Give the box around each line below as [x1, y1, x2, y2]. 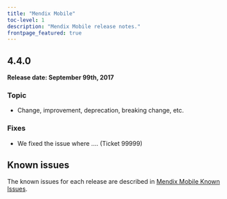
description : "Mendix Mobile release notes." [7, 23, 140, 30]
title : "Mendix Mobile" [7, 10, 76, 17]
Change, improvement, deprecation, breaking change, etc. [17, 106, 185, 115]
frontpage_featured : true [7, 29, 82, 37]
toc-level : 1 [7, 17, 45, 23]
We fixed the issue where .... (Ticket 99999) [17, 139, 143, 147]
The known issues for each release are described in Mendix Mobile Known [7, 178, 220, 186]
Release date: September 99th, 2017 [7, 73, 114, 82]
